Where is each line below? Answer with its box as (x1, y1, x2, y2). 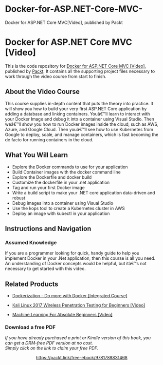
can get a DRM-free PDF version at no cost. (5, 340, 93, 346)
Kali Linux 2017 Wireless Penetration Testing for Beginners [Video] (12, 302, 145, 308)
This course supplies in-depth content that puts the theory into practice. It (5, 100, 154, 106)
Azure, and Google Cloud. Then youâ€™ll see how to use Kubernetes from (5, 126, 153, 132)
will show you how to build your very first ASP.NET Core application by (5, 106, 147, 112)
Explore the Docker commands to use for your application (12, 164, 128, 170)
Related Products (5, 280, 58, 288)
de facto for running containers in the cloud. (5, 136, 93, 142)
